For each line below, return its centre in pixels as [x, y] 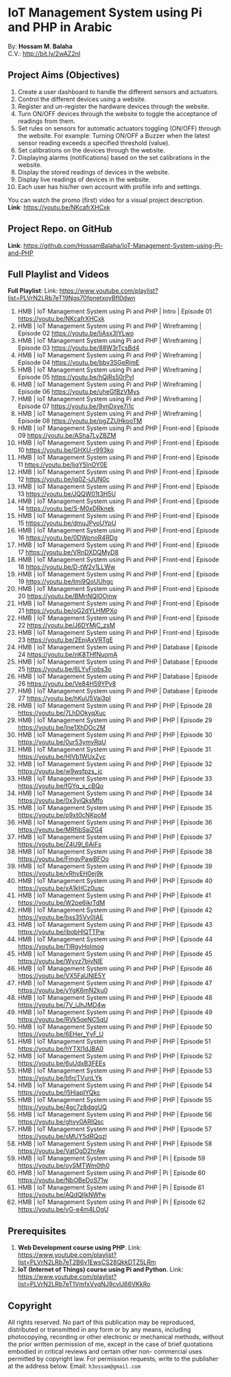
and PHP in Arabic [60, 27]
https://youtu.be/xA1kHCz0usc [61, 888]
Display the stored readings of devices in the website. [94, 172]
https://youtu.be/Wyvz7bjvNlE [60, 961]
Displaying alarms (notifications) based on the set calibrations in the [114, 157]
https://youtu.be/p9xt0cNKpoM [62, 815]
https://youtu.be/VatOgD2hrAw [61, 1151]
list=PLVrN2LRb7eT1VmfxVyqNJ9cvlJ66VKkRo [84, 1284]
